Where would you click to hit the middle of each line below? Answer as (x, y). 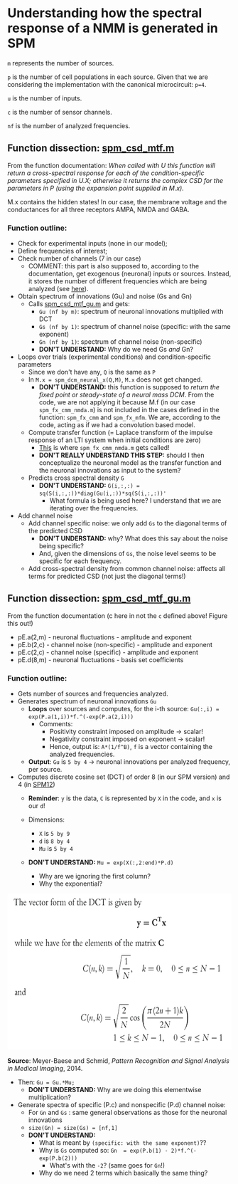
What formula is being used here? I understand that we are (135, 501)
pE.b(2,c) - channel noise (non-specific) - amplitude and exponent (115, 644)
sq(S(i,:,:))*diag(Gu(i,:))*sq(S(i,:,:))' (103, 494)
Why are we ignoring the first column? (95, 876)
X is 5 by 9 (54, 834)
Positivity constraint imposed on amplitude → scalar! (126, 732)
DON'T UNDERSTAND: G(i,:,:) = (89, 486)
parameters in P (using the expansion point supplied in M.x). (96, 188)
